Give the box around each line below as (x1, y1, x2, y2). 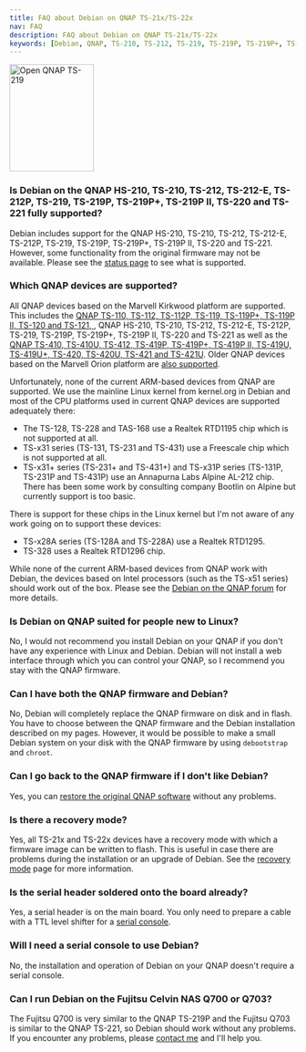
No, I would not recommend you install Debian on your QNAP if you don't (9, 636, 284, 647)
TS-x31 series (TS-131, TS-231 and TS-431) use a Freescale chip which (22, 442, 290, 453)
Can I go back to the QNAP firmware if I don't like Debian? (9, 770, 269, 783)
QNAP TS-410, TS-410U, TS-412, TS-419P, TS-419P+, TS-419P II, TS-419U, (9, 339, 291, 349)
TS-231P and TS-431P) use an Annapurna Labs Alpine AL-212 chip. (22, 471, 275, 482)
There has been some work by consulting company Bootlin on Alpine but (22, 481, 296, 492)
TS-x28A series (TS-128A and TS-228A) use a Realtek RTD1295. (22, 536, 266, 547)
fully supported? (26, 207, 103, 220)
